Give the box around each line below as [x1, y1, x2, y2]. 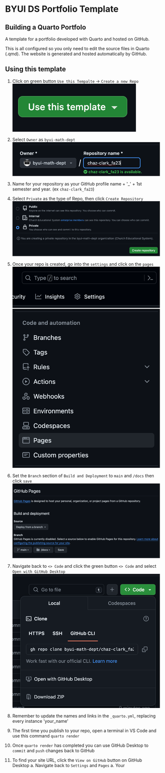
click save [12, 478, 32, 484]
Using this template [5, 65, 66, 73]
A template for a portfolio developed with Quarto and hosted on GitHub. [5, 36, 150, 42]
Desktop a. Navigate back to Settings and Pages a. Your [12, 763, 125, 768]
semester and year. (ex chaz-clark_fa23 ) [12, 186, 95, 192]
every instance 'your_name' [12, 718, 69, 724]
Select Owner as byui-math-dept [12, 136, 76, 142]
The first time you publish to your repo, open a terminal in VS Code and [12, 728, 157, 734]
